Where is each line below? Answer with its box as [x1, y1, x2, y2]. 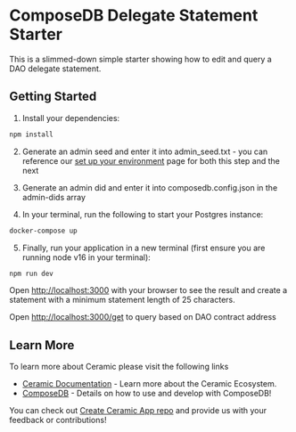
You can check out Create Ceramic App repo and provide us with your [9, 405, 267, 416]
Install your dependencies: [21, 112, 120, 123]
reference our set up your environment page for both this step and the [21, 155, 281, 166]
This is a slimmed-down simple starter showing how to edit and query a [9, 53, 272, 64]
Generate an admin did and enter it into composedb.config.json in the [21, 182, 278, 192]
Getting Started [9, 89, 97, 104]
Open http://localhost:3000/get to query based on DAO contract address [9, 312, 276, 322]
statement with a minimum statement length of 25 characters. [9, 295, 236, 306]
